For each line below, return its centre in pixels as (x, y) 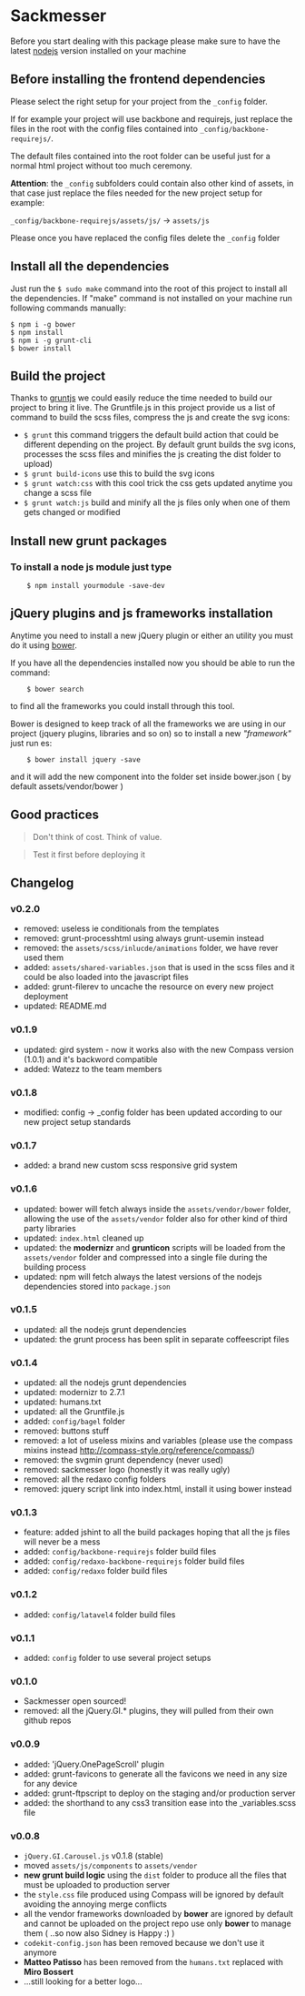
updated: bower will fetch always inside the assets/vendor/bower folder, (157, 1209)
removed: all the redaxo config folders (95, 1479)
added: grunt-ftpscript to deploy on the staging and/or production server (159, 1793)
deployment (46, 997)
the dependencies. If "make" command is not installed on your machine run (152, 298)
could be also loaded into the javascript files (106, 977)
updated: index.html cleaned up (84, 1238)
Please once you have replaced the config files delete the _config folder (145, 238)
